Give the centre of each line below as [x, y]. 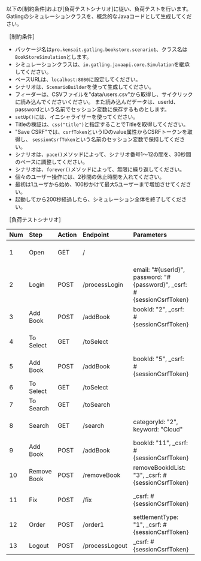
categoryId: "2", [156, 422]
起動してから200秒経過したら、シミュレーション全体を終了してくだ [98, 199]
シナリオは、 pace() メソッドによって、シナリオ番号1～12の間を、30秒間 [103, 154]
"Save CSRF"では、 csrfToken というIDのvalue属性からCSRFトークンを [101, 132]
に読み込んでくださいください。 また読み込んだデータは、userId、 [97, 102]
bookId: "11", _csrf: [161, 443]
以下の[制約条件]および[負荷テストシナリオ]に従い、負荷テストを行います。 [99, 9]
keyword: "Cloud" [158, 429]
